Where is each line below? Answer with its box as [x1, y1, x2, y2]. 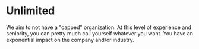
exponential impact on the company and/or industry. [6, 36, 135, 43]
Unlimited [6, 4, 55, 18]
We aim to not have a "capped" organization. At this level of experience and [6, 24, 192, 31]
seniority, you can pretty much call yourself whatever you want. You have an [6, 30, 194, 37]
